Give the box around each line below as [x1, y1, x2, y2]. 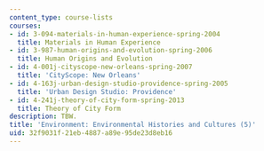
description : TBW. [9, 112, 77, 121]
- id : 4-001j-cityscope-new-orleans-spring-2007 [9, 63, 193, 72]
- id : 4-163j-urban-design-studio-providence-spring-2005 [9, 79, 228, 88]
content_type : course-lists [9, 12, 114, 22]
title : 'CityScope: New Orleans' [17, 71, 141, 80]
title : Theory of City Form [17, 104, 122, 113]
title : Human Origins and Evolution [17, 54, 153, 63]
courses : [9, 21, 42, 30]
